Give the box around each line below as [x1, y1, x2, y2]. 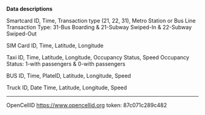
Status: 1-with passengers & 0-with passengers [6, 61, 126, 67]
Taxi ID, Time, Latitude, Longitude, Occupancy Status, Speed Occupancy [6, 54, 190, 61]
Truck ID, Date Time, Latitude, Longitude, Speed [6, 84, 127, 91]
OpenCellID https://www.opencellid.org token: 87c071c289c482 [6, 102, 167, 109]
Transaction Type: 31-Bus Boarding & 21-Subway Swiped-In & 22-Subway [6, 24, 192, 31]
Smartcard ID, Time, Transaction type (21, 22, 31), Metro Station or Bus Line [6, 17, 196, 24]
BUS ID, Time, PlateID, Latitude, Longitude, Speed [6, 72, 131, 79]
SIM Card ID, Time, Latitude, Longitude [6, 42, 104, 49]
